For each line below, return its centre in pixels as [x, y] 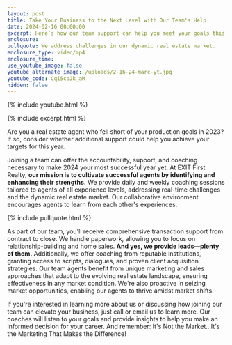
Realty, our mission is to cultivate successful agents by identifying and [111, 175]
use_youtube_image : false [44, 66]
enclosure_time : [31, 59]
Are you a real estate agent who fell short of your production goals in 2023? [116, 132]
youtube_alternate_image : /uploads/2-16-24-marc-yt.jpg [90, 72]
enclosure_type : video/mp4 [46, 53]
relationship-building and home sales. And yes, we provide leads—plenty [113, 246]
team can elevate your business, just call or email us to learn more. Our [109, 312]
